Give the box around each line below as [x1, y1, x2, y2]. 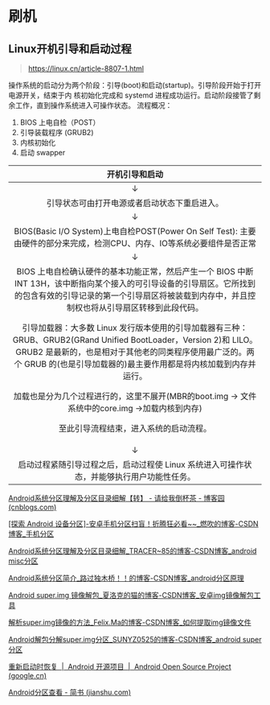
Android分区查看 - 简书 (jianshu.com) [8, 687, 131, 697]
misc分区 [8, 556, 39, 566]
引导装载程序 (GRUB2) [19, 128, 94, 137]
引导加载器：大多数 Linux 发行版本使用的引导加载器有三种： [22, 323, 248, 333]
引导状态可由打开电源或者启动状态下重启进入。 [46, 198, 223, 208]
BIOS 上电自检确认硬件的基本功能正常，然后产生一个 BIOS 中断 [16, 266, 254, 277]
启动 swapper [19, 148, 66, 157]
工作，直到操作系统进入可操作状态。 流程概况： [14, 101, 173, 109]
